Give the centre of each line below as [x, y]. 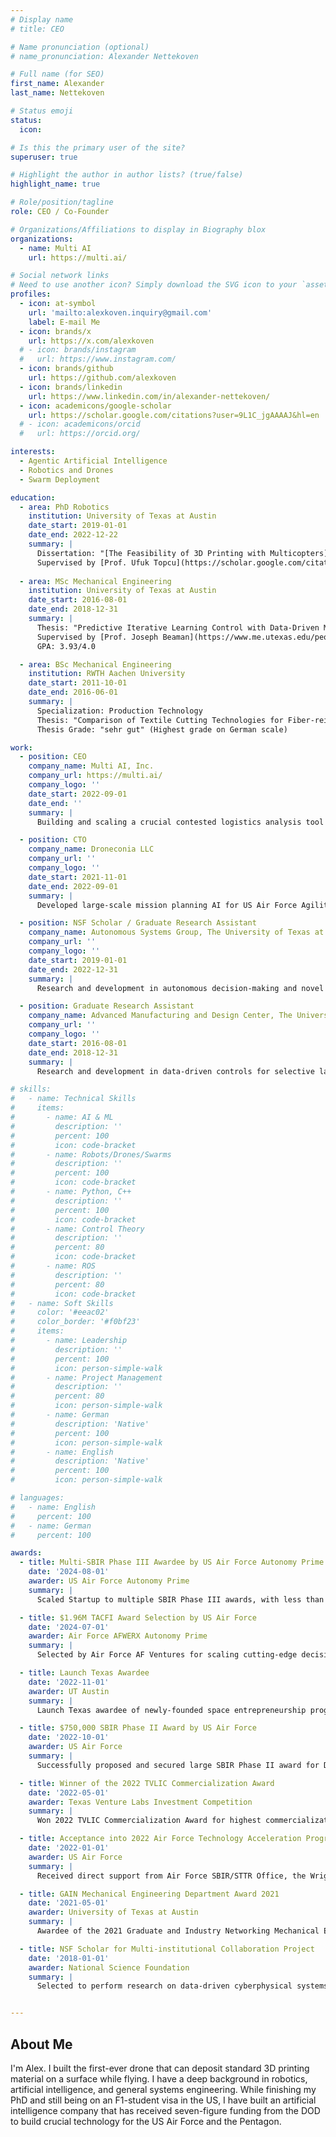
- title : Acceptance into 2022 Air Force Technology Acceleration [160, 1839]
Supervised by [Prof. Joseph [97, 637]
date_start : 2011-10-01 [78, 683]
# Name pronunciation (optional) [80, 47]
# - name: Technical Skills [73, 1099]
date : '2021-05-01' [69, 1903]
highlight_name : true [55, 184]
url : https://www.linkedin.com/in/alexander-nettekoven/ [149, 396]
